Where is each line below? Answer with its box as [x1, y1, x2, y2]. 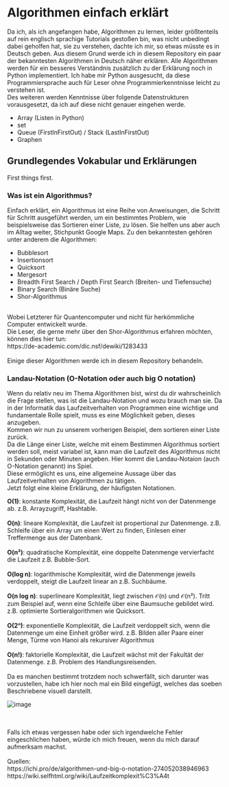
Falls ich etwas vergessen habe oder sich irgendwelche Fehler [7, 728, 184, 736]
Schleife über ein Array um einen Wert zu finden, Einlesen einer [7, 526, 186, 535]
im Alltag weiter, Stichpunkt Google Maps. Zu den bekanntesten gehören [7, 228, 213, 237]
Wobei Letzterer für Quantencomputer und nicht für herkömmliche [7, 313, 195, 322]
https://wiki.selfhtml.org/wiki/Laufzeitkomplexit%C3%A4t [7, 772, 170, 780]
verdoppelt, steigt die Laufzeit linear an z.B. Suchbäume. [7, 577, 167, 585]
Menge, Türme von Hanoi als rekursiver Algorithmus [7, 636, 155, 644]
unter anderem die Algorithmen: [7, 235, 97, 244]
